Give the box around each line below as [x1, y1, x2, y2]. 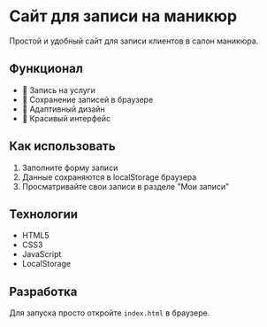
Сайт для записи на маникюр [9, 6, 237, 27]
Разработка [9, 284, 78, 299]
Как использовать [9, 139, 117, 154]
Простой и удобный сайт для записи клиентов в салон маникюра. [9, 35, 259, 46]
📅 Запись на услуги [21, 84, 95, 95]
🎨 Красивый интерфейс [21, 113, 111, 123]
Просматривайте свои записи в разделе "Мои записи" [21, 181, 230, 191]
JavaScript [21, 249, 62, 260]
